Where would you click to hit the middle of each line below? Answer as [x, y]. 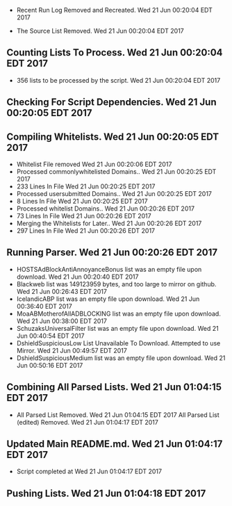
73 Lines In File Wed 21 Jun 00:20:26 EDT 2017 [84, 216]
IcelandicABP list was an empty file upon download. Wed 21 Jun [108, 299]
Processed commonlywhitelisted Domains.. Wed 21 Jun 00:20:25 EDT [116, 172]
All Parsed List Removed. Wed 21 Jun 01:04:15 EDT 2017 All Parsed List [118, 415]
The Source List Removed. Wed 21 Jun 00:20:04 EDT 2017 [100, 31]
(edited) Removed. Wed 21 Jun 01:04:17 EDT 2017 [88, 422]
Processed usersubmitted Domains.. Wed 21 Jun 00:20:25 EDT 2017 [114, 194]
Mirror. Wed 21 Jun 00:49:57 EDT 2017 [72, 350]
